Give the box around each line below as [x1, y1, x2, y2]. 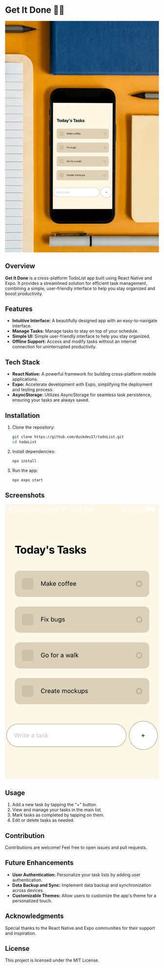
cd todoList [12, 439, 37, 444]
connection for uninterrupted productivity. [12, 344, 97, 350]
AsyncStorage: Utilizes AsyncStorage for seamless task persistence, [12, 392, 152, 398]
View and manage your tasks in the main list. [12, 807, 102, 813]
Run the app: [12, 467, 38, 473]
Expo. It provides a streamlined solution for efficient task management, [5, 280, 147, 286]
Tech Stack [5, 358, 40, 366]
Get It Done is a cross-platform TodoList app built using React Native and [5, 275, 152, 281]
